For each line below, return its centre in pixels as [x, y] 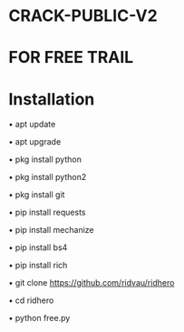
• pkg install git [37, 195]
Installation [52, 99]
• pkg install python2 [48, 177]
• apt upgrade [35, 142]
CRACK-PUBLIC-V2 [83, 16]
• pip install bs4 [38, 247]
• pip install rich [38, 266]
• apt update [32, 125]
